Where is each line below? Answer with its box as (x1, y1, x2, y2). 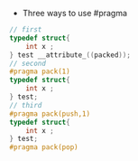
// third (9, 100, 42, 109)
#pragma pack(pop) (9, 143, 78, 152)
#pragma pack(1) (9, 67, 70, 76)
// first (9, 25, 42, 34)
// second (9, 59, 47, 68)
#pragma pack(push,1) (9, 109, 91, 118)
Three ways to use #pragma (22, 8, 128, 18)
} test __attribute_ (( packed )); (9, 50, 131, 60)
